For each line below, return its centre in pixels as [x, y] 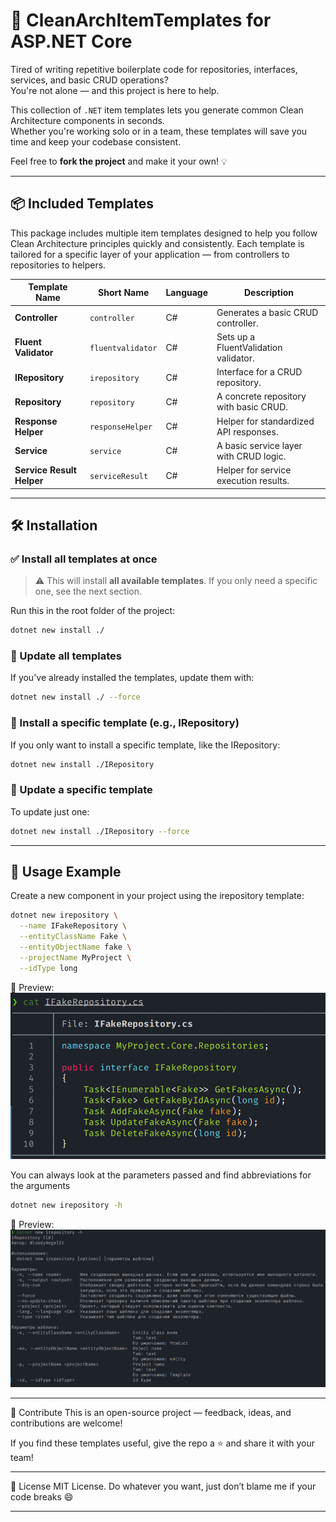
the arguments [40, 1186]
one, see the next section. [88, 591]
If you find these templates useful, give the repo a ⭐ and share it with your [162, 1443]
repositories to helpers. [58, 265]
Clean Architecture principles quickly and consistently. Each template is [157, 243]
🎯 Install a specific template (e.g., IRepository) [125, 723]
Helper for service [254, 470]
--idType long [48, 968]
